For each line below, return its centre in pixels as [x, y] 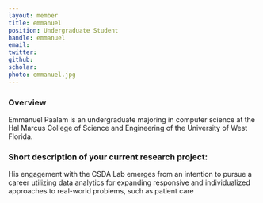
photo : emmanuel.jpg [42, 75]
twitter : [23, 52]
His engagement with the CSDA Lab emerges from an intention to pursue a [130, 174]
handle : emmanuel [37, 38]
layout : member [33, 15]
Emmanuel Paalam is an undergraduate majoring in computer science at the [132, 119]
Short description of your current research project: [108, 157]
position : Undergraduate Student [63, 30]
